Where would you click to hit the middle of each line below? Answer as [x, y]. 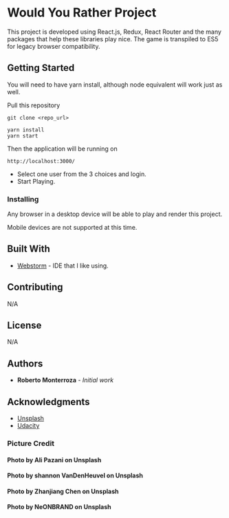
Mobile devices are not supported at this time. [72, 228]
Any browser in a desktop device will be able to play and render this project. [115, 214]
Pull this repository [34, 105]
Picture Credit [31, 444]
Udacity [28, 426]
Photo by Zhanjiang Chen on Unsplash [63, 491]
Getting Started [41, 68]
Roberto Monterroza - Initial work [65, 380]
